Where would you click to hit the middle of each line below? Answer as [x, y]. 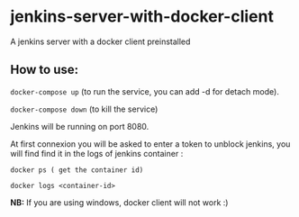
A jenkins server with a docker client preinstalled [100, 41]
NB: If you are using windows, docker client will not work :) [119, 202]
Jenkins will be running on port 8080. [80, 126]
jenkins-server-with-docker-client [142, 17]
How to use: [45, 70]
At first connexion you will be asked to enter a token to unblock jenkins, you [150, 144]
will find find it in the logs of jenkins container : [97, 153]
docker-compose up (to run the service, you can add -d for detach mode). [145, 91]
